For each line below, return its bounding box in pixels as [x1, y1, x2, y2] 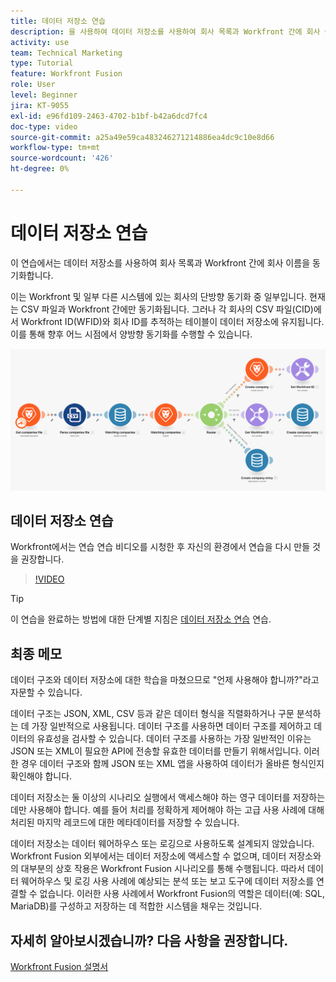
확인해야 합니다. [10, 770, 73, 782]
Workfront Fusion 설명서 [10, 961, 109, 973]
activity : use [10, 37, 70, 47]
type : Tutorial [10, 58, 74, 69]
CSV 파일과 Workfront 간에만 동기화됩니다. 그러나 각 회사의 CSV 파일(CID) [20, 303, 314, 315]
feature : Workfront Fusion [10, 69, 123, 79]
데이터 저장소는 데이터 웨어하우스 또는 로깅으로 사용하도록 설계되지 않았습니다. [10, 838, 315, 850]
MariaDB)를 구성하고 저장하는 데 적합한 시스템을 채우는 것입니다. [10, 900, 263, 912]
